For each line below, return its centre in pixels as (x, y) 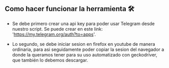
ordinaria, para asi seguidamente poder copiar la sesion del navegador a (88, 49)
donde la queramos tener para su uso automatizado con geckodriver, (84, 54)
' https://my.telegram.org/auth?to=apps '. (54, 34)
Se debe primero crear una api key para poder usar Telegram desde (83, 23)
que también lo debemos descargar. (50, 60)
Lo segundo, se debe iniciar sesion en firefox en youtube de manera (84, 44)
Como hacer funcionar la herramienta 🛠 (69, 9)
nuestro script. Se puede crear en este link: (57, 29)
